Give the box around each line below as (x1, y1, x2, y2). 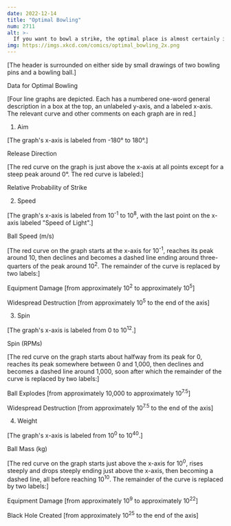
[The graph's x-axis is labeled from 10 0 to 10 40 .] (7, 430, 143, 439)
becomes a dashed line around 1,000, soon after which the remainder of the (7, 367, 222, 375)
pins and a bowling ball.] (7, 68, 77, 76)
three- (200, 254, 219, 262)
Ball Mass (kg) (7, 444, 48, 452)
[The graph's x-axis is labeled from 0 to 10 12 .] (7, 325, 136, 334)
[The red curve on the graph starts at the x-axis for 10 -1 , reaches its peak (7, 245, 214, 254)
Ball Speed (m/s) (7, 232, 55, 240)
